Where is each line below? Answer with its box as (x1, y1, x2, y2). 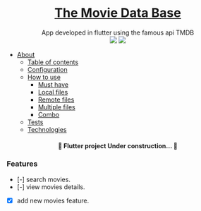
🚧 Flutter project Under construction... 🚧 (58, 141, 178, 150)
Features (6, 159, 38, 169)
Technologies (27, 125, 67, 133)
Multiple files (37, 102, 75, 111)
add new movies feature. (16, 196, 90, 205)
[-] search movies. (16, 175, 71, 183)
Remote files (37, 95, 75, 104)
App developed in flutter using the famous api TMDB (41, 28, 195, 37)
